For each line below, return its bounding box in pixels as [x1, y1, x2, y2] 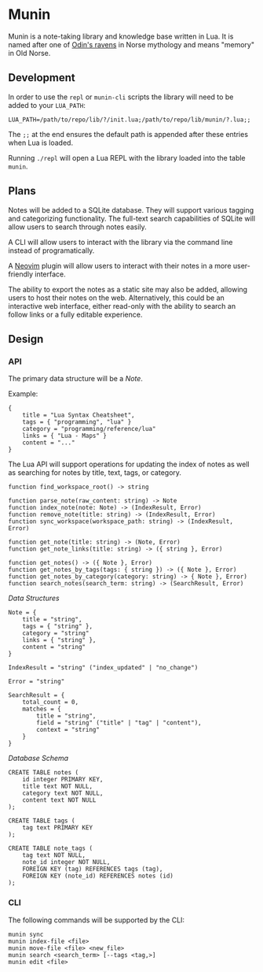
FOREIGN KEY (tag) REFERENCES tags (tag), [22, 865, 163, 874]
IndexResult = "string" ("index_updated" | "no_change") [8, 664, 199, 672]
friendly [8, 269, 34, 279]
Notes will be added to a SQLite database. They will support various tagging [8, 205, 254, 214]
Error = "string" [8, 677, 65, 686]
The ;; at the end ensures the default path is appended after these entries [8, 129, 249, 139]
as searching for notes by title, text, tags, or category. [8, 468, 182, 477]
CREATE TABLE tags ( [8, 817, 76, 825]
